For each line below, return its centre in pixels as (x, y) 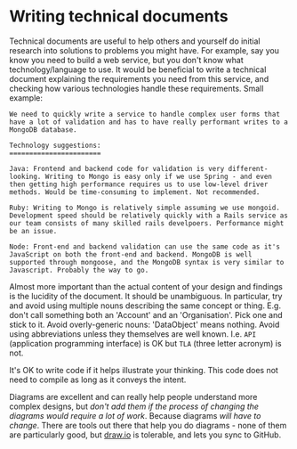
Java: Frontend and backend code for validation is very (117, 168)
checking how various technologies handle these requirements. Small (136, 88)
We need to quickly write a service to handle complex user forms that (144, 114)
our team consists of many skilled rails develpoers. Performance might (147, 223)
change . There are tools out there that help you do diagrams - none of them (148, 425)
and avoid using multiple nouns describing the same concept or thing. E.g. (145, 306)
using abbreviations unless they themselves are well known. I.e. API (132, 334)
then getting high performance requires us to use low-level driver (139, 184)
